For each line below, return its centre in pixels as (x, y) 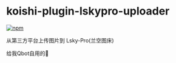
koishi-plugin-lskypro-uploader (88, 11)
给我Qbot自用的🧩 (28, 53)
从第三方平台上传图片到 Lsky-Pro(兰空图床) (60, 40)
